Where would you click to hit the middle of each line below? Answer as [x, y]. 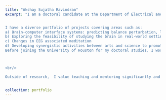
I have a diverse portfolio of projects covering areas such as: [74, 28]
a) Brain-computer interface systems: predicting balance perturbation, [82, 32]
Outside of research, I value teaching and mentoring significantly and [83, 77]
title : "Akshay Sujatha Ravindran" [42, 10]
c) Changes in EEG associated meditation [48, 41]
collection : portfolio [28, 90]
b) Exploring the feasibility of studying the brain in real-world [76, 37]
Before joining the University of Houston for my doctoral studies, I [79, 50]
